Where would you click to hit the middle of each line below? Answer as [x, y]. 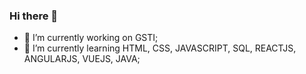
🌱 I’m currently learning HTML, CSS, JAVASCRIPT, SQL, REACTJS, [160, 48]
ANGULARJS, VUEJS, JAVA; [82, 59]
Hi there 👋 [34, 16]
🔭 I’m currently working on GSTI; [91, 38]
